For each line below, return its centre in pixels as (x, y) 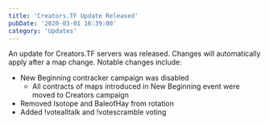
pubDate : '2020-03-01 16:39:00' (62, 23)
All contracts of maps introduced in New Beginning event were (136, 86)
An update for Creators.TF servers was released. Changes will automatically (134, 54)
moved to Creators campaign (80, 95)
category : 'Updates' (43, 31)
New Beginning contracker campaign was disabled (104, 78)
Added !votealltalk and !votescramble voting (93, 112)
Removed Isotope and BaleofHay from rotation (97, 104)
